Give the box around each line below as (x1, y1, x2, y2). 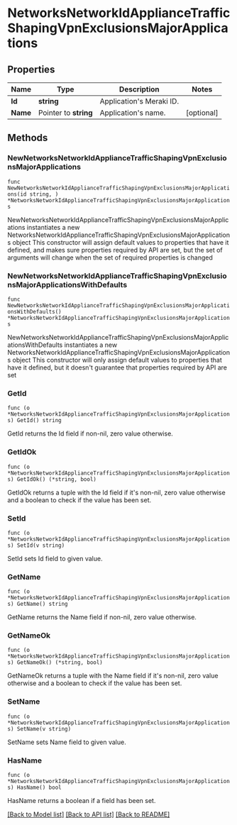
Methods (7, 132, 48, 144)
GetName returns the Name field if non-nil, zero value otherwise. (7, 613, 197, 621)
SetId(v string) (16, 541, 65, 549)
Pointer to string (38, 108, 94, 118)
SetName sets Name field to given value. (7, 738, 126, 746)
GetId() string (16, 417, 62, 424)
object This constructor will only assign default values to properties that (12, 355, 222, 364)
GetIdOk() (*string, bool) (16, 475, 97, 483)
